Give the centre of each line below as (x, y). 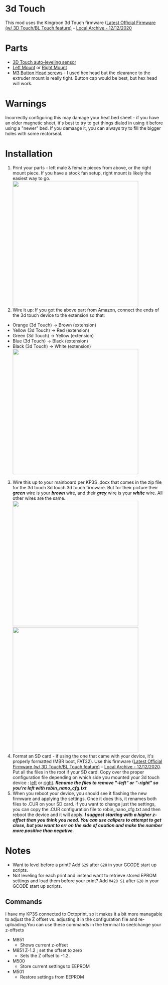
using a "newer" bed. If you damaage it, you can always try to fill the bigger (83, 128)
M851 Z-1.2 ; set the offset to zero (47, 950)
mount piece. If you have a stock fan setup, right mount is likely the (82, 173)
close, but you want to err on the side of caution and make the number (87, 825)
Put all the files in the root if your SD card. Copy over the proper (78, 772)
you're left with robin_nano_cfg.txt (49, 788)
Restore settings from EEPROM (52, 977)
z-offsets (15, 930)
